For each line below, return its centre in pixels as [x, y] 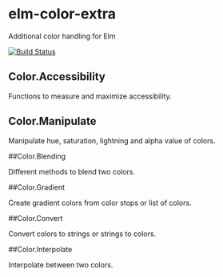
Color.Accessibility [57, 77]
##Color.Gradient [37, 187]
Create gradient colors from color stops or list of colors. [100, 203]
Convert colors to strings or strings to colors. [82, 234]
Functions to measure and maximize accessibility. [90, 96]
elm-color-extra [62, 14]
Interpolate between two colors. [61, 264]
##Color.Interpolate [40, 249]
